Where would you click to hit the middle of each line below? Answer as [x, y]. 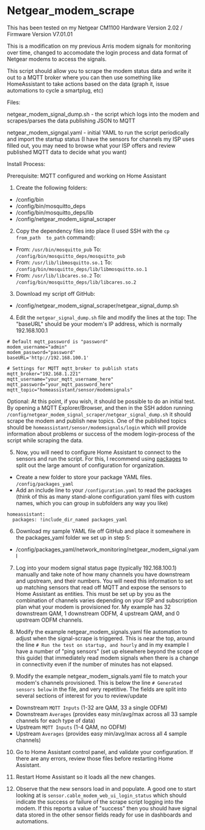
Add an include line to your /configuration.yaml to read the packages [103, 490]
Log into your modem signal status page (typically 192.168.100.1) [96, 568]
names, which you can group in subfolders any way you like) [92, 503]
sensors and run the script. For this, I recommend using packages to [102, 458]
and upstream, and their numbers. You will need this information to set [104, 581]
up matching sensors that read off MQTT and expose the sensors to [101, 587]
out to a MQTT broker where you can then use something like [84, 77]
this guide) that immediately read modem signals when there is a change [107, 658]
